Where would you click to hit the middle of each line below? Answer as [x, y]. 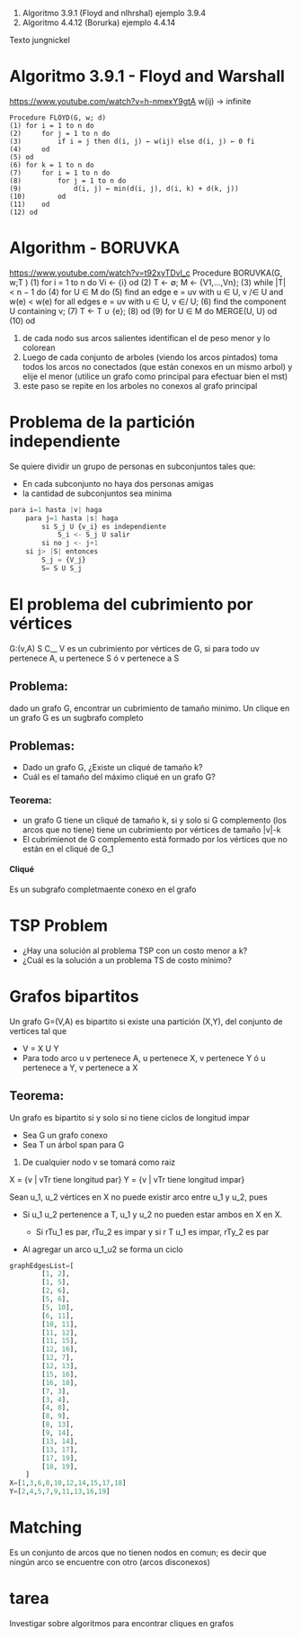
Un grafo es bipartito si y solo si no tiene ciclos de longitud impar [129, 1117]
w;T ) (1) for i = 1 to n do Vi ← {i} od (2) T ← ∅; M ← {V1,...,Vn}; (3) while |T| [147, 282]
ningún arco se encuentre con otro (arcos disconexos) [110, 1562]
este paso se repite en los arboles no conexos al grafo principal [140, 385]
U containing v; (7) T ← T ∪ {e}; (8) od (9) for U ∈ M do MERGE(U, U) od [143, 310]
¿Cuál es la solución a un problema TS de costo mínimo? [127, 960]
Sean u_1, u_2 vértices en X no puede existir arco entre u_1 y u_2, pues [138, 1197]
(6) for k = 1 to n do [52, 165]
